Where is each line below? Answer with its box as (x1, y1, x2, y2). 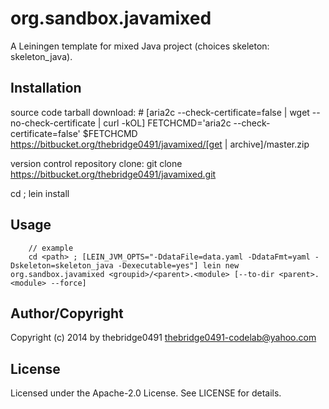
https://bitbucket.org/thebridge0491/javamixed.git (10, 168, 217, 180)
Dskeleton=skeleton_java (10, 260, 114, 271)
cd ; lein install (10, 187, 70, 199)
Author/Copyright (10, 305, 124, 322)
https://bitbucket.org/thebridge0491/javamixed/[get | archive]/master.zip (10, 138, 310, 150)
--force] (50, 278, 87, 288)
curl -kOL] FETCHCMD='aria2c (103, 117, 232, 129)
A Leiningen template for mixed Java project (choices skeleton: (10, 40, 270, 52)
